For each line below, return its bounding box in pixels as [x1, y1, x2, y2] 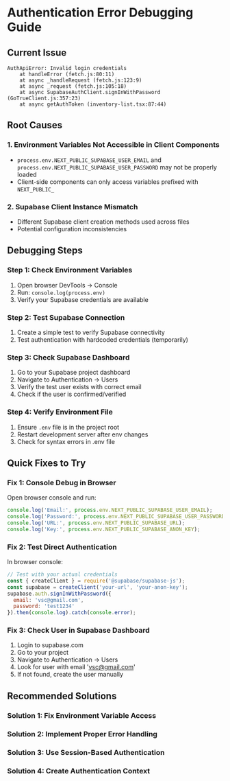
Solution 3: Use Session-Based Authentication [7, 747, 165, 757]
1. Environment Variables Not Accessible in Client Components [7, 140, 220, 150]
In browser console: [7, 558, 63, 566]
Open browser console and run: [7, 493, 97, 502]
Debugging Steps [7, 245, 84, 257]
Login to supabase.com [16, 641, 84, 649]
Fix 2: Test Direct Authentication [7, 542, 118, 552]
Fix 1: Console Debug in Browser [7, 478, 116, 487]
